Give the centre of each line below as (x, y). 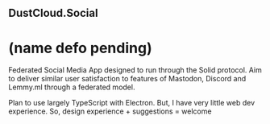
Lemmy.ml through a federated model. (72, 87)
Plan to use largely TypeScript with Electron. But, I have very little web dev (132, 103)
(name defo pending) (80, 48)
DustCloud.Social (53, 13)
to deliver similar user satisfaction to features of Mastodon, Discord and (127, 79)
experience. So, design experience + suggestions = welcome (110, 111)
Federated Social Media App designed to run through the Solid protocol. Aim (135, 70)
